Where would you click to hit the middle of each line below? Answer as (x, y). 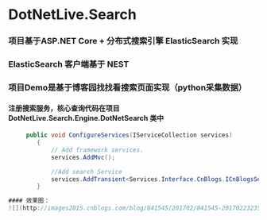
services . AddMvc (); (83, 157)
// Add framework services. (97, 150)
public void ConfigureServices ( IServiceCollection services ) (129, 135)
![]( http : (25, 208)
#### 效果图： (29, 201)
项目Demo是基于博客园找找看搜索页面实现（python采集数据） (128, 87)
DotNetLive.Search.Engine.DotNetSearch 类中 (86, 118)
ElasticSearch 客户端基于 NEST (69, 64)
